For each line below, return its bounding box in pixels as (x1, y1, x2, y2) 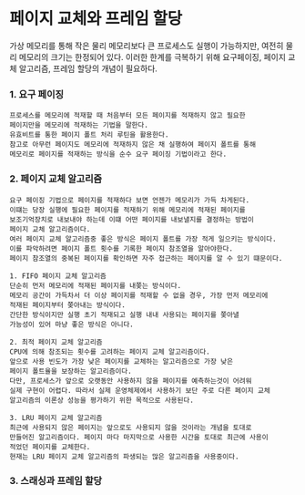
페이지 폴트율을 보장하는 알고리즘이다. (9, 366, 132, 376)
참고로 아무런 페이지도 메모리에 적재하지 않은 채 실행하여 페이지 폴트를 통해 (9, 140, 257, 150)
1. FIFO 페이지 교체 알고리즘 (9, 271, 107, 281)
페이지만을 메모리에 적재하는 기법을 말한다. (9, 120, 148, 130)
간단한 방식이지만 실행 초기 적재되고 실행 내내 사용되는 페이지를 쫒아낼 (9, 310, 239, 319)
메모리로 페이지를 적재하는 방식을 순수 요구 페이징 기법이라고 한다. (9, 150, 228, 160)
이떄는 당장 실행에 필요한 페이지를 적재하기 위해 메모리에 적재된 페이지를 (9, 205, 246, 214)
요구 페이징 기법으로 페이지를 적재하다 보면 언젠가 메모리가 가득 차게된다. (9, 195, 250, 205)
